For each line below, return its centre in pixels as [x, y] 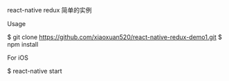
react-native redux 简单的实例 [49, 10]
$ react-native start [35, 71]
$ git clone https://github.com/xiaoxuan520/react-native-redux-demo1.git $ [115, 37]
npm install [23, 44]
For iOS [18, 58]
